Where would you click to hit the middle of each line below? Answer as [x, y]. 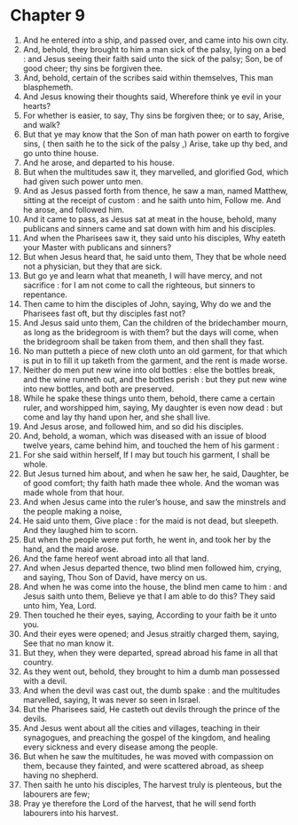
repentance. [45, 295]
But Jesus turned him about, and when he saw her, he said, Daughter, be [156, 473]
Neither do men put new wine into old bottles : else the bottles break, [149, 370]
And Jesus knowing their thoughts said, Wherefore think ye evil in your [152, 96]
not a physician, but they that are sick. [93, 266]
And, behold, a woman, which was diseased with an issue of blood [145, 436]
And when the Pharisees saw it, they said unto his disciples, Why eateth [154, 238]
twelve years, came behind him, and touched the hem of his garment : [151, 445]
